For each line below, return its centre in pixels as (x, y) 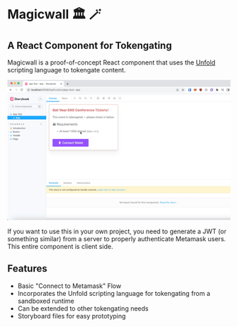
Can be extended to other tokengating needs (83, 308)
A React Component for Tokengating (90, 45)
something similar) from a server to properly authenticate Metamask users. (117, 238)
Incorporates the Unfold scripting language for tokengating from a (114, 293)
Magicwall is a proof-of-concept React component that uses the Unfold (112, 62)
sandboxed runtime (46, 301)
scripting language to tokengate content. (67, 70)
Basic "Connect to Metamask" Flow (69, 286)
